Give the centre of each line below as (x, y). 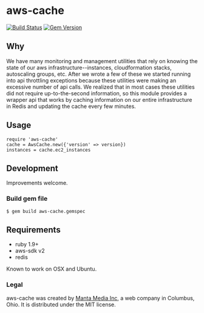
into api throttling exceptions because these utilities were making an (91, 80)
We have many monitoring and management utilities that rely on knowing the (102, 61)
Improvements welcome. (37, 183)
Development (32, 168)
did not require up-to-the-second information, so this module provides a (97, 93)
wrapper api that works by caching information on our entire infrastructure (99, 99)
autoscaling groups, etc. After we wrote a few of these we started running (99, 74)
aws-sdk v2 (30, 251)
